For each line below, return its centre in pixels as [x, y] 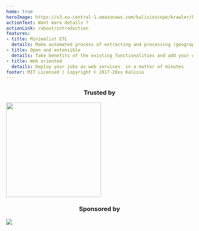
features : [18, 34]
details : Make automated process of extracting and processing [91, 45]
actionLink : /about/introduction [47, 28]
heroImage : [20, 17]
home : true [20, 12]
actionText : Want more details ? [47, 22]
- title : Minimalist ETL [37, 39]
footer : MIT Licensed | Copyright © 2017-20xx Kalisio [75, 72]
